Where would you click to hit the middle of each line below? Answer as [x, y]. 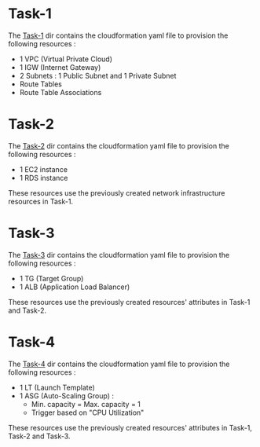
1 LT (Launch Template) [57, 387]
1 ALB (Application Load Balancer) [75, 287]
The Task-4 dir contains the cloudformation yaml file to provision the [119, 364]
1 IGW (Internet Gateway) [60, 67]
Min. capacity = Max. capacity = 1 [86, 404]
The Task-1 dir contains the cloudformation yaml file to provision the [118, 35]
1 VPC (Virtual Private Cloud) [66, 59]
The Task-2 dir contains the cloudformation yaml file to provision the [119, 145]
